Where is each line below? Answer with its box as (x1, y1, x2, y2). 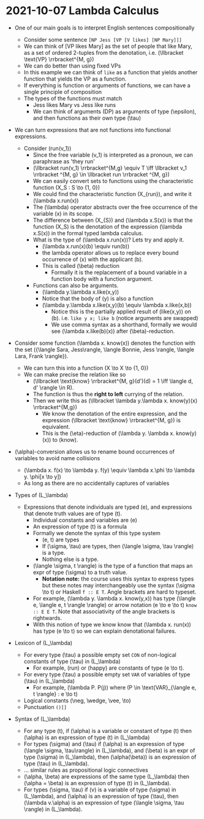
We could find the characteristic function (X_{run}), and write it (32, 190, 192, 197)
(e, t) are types (42, 536, 80, 543)
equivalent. (42, 423, 70, 430)
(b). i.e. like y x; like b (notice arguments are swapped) (51, 314, 198, 321)
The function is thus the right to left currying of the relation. (32, 390, 184, 398)
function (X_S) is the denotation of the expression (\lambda (32, 222, 183, 230)
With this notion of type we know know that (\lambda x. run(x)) (32, 621, 191, 628)
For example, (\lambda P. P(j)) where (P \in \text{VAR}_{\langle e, (32, 683, 197, 691)
